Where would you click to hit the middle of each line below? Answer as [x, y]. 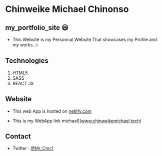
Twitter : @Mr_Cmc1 [33, 149]
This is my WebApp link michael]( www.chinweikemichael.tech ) [77, 121]
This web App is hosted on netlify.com [52, 111]
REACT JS [23, 83]
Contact [18, 136]
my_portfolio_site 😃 [37, 28]
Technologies [27, 61]
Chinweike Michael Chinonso [67, 9]
